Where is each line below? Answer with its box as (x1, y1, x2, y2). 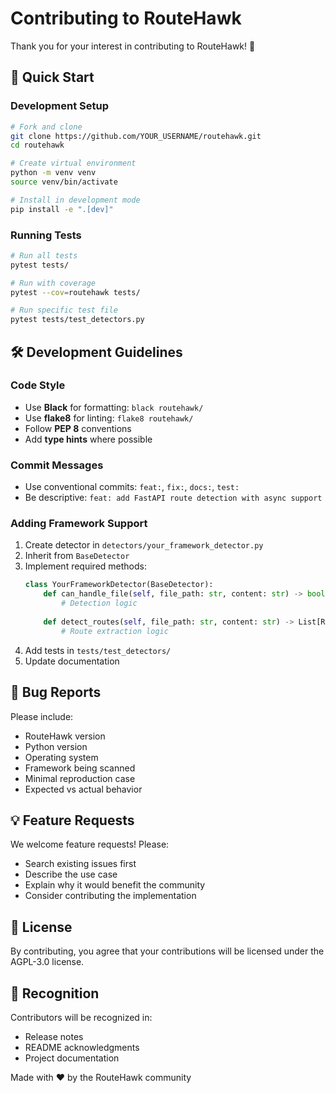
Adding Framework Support (10, 517, 148, 531)
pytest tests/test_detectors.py (10, 315, 145, 325)
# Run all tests (10, 250, 78, 261)
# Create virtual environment (10, 158, 137, 169)
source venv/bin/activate (10, 177, 118, 187)
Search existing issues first (24, 858, 137, 870)
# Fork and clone (10, 122, 83, 132)
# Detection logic (61, 598, 138, 609)
